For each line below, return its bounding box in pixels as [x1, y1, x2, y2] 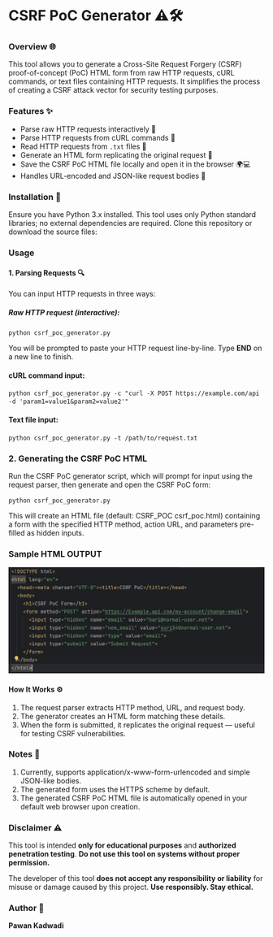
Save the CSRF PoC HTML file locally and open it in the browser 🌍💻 [19, 159, 251, 169]
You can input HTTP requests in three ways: [8, 289, 156, 299]
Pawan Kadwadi [8, 921, 64, 930]
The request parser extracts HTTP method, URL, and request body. [19, 702, 245, 712]
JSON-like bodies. [19, 775, 82, 785]
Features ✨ [8, 106, 54, 117]
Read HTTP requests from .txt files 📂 [19, 141, 148, 151]
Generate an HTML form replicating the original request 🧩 [19, 150, 213, 159]
